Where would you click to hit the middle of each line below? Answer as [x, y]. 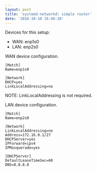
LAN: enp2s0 [25, 47]
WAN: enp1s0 [25, 42]
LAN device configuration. [31, 105]
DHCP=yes [14, 82]
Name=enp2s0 [17, 118]
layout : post [18, 9]
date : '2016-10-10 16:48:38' [34, 18]
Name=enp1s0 [17, 69]
